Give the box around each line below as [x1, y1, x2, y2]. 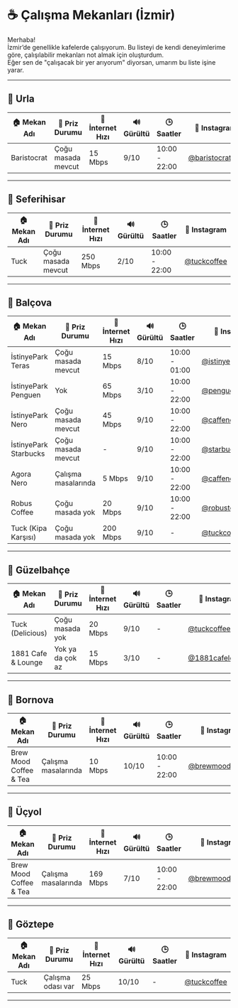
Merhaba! [7, 35, 36, 44]
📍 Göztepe [7, 918, 55, 931]
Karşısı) [11, 532, 37, 542]
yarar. [7, 65, 25, 74]
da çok [54, 653, 77, 663]
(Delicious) [11, 628, 47, 638]
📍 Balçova [7, 296, 52, 309]
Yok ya [54, 644, 76, 654]
